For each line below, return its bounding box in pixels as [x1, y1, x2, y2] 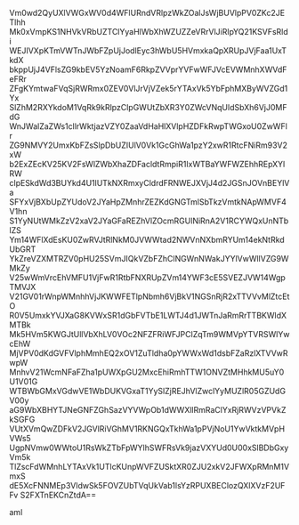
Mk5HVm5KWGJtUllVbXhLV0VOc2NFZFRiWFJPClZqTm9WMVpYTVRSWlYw [9, 329, 290, 339]
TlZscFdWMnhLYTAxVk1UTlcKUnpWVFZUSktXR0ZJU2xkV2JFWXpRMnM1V [9, 462, 290, 472]
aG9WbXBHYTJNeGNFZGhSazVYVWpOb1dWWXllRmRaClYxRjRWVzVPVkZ [9, 405, 287, 415]
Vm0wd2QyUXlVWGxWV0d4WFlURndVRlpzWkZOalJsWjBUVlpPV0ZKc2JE [9, 8, 286, 18]
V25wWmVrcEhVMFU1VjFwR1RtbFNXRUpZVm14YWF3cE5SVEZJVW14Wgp [9, 272, 287, 283]
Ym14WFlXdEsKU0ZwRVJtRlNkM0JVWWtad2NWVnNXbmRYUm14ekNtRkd [9, 235, 285, 245]
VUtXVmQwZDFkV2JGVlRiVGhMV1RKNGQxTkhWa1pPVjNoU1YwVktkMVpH [9, 424, 286, 434]
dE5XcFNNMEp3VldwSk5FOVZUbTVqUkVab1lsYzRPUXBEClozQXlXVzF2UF [9, 481, 286, 490]
